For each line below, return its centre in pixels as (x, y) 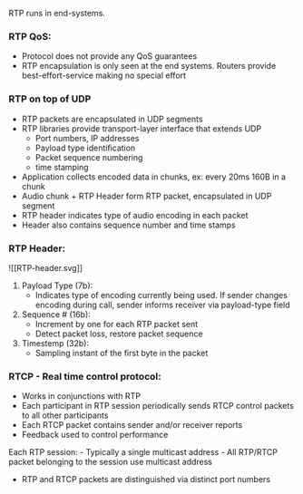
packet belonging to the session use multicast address (111, 462)
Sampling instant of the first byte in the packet (122, 353)
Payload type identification (85, 148)
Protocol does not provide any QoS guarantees (109, 56)
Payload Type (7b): (57, 286)
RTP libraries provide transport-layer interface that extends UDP (142, 128)
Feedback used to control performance (95, 435)
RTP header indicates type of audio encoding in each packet (135, 215)
